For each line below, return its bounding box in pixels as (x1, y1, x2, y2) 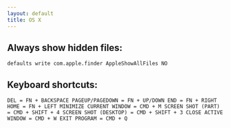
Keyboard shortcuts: (7, 78, 98, 90)
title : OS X (7, 17, 41, 23)
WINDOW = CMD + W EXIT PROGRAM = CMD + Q (7, 115, 128, 122)
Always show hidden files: (7, 42, 123, 54)
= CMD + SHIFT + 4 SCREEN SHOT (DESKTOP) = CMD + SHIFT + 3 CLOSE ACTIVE (7, 109, 224, 116)
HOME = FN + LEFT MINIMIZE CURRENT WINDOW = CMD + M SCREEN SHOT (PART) (7, 103, 220, 110)
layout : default (7, 10, 54, 17)
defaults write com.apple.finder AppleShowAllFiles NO (7, 60, 168, 67)
